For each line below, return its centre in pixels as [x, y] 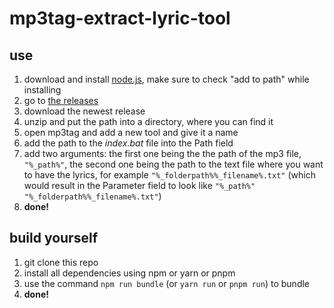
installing [42, 90]
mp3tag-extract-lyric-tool [120, 18]
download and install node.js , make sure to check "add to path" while [166, 79]
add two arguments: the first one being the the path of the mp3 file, [162, 153]
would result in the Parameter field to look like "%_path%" [139, 185]
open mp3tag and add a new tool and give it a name [131, 132]
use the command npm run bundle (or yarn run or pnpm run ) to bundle [167, 283]
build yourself [53, 238]
